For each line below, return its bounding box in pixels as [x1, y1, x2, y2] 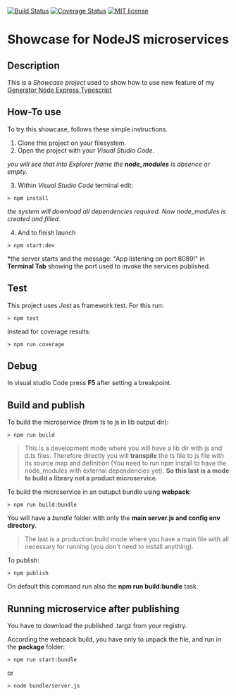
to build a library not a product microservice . [24, 474, 158, 483]
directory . [7, 521, 37, 530]
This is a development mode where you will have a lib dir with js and [24, 444, 223, 452]
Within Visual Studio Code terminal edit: [17, 181, 134, 189]
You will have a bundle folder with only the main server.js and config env [7, 514, 221, 522]
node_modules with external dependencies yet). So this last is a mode [24, 466, 230, 475]
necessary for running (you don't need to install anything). [24, 543, 194, 551]
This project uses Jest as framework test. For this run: [7, 301, 164, 309]
